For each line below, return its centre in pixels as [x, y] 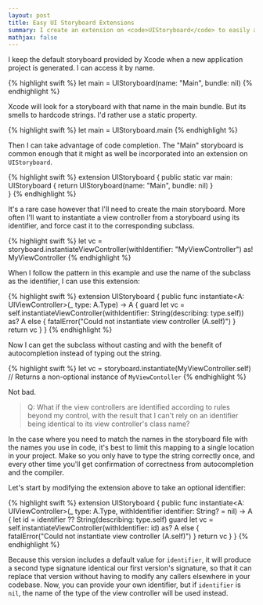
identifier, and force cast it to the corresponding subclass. [101, 226]
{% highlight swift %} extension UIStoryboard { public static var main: [120, 177]
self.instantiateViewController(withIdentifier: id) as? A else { [104, 528]
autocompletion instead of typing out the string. [85, 353]
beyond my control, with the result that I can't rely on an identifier [133, 416]
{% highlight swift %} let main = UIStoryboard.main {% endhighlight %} [123, 130]
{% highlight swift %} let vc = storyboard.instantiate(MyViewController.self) [130, 369]
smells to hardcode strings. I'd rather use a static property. [103, 115]
